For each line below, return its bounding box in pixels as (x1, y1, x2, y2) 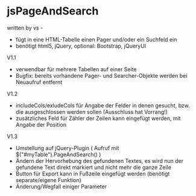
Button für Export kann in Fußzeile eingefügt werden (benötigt (15, 170, 170, 177)
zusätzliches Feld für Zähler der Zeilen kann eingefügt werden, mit (15, 115, 181, 122)
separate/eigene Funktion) (15, 176, 82, 183)
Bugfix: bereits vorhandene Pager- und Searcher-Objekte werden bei (15, 72, 188, 79)
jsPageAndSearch (7, 4, 99, 18)
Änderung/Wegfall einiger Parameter (15, 183, 107, 190)
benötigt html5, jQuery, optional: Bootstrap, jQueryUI (15, 42, 147, 49)
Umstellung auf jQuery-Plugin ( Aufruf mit (15, 144, 119, 151)
